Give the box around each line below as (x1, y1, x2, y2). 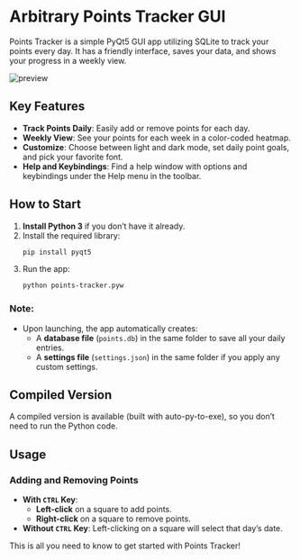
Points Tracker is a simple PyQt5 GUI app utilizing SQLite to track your (9, 36, 269, 47)
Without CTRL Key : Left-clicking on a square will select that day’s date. (22, 523, 284, 534)
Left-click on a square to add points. (35, 504, 173, 515)
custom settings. (35, 361, 98, 372)
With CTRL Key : (22, 494, 78, 505)
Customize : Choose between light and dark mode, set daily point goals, (22, 141, 290, 152)
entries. (35, 342, 65, 353)
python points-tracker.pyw (22, 281, 124, 290)
